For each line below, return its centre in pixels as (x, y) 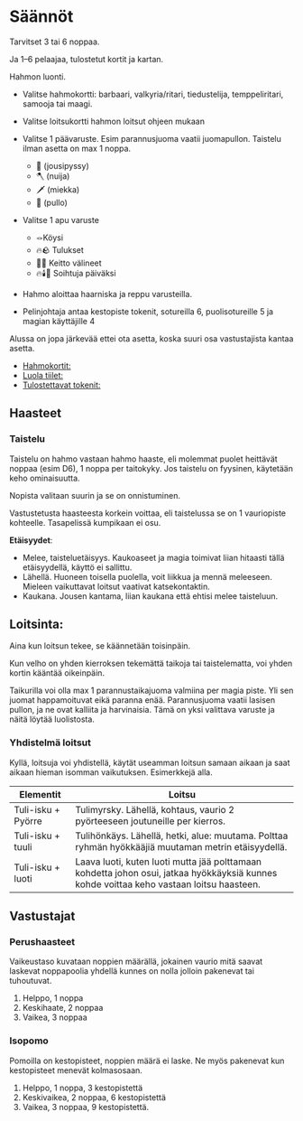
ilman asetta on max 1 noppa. (77, 148)
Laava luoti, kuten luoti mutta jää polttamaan (169, 862)
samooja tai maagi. (57, 103)
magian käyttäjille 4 (59, 321)
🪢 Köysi (50, 238)
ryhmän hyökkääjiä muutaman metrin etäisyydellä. (181, 846)
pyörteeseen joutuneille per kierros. (150, 821)
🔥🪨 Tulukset (60, 249)
